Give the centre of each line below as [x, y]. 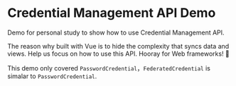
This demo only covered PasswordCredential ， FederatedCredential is [109, 68]
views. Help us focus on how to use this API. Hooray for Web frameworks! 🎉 [118, 54]
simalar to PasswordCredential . [52, 76]
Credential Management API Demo [112, 13]
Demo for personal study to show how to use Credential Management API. [116, 32]
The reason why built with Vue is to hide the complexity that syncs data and [118, 46]
